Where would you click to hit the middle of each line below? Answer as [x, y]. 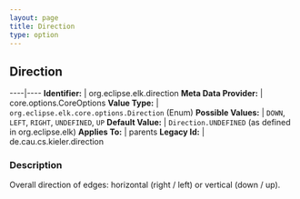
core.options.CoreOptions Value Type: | [84, 103]
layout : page [34, 18]
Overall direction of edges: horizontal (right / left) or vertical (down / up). [145, 185]
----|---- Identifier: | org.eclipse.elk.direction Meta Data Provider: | [136, 94]
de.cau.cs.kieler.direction [57, 142]
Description [36, 165]
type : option [34, 35]
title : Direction [42, 26]
